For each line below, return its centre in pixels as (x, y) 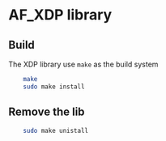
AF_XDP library (60, 15)
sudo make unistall (56, 130)
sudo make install (54, 87)
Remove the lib (47, 112)
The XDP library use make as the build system (83, 64)
